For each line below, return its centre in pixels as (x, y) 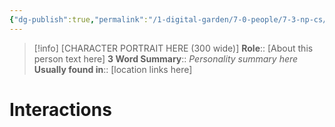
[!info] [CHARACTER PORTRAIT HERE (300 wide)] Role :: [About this (173, 48)
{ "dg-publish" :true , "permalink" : (79, 19)
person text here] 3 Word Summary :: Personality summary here (166, 58)
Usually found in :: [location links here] (113, 69)
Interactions (60, 109)
